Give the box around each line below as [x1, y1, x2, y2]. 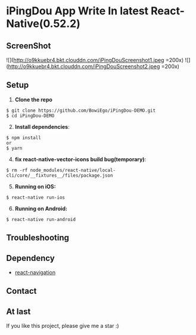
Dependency [6, 253, 55, 263]
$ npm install [6, 134, 42, 141]
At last [6, 306, 31, 316]
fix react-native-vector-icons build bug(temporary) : [14, 155, 147, 162]
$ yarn [6, 145, 23, 151]
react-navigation [14, 269, 56, 276]
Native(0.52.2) [6, 17, 80, 30]
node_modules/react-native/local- [30, 167, 116, 173]
